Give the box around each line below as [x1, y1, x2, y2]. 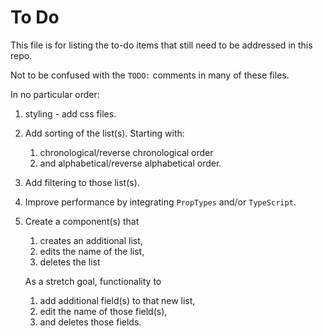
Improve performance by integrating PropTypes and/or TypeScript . [24, 196, 297, 208]
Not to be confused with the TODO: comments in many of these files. [10, 69, 290, 81]
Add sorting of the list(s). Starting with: [24, 127, 185, 139]
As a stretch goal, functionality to [24, 275, 162, 287]
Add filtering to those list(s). [24, 176, 140, 188]
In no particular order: [10, 88, 100, 100]
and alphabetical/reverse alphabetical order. [39, 157, 222, 169]
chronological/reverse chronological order [39, 146, 214, 158]
